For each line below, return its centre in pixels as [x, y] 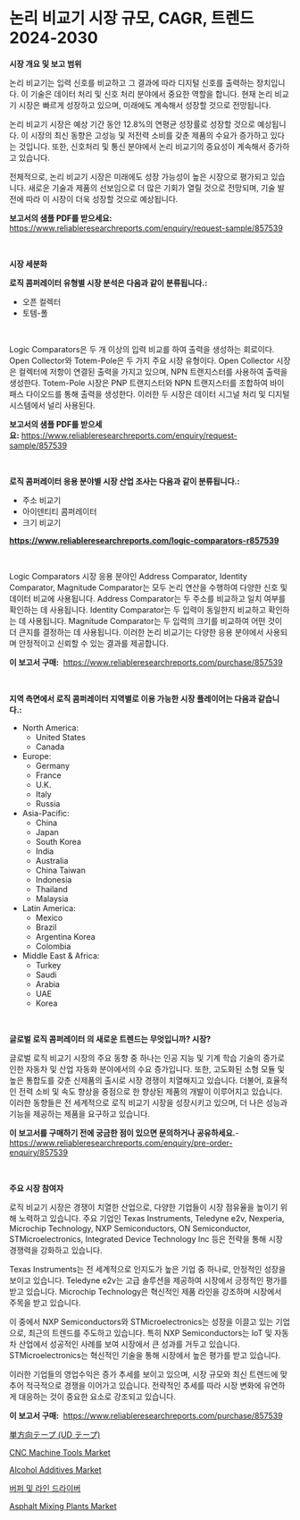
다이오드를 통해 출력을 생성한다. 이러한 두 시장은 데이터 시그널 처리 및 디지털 [158, 393]
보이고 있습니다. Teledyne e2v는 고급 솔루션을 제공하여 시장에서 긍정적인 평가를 [149, 1280]
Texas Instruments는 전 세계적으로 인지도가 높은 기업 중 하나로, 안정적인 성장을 [148, 1269]
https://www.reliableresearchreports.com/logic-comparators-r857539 [144, 540]
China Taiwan [61, 870]
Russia [48, 803]
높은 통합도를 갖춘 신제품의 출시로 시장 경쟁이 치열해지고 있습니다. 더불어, [137, 1080]
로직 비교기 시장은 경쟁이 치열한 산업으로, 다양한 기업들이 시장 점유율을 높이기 [144, 1207]
